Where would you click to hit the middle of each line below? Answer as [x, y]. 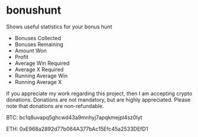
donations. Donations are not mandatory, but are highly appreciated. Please [98, 100]
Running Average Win [41, 76]
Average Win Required [42, 63]
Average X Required [39, 69]
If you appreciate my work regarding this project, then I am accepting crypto [99, 93]
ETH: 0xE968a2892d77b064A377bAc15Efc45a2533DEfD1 [77, 129]
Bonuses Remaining [39, 44]
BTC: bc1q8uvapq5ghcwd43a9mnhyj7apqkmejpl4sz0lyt [74, 117]
